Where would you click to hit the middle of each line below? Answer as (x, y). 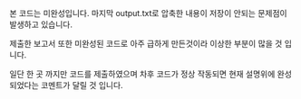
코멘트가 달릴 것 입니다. (82, 85)
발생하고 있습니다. (41, 24)
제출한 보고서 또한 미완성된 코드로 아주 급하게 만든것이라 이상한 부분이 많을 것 (146, 44)
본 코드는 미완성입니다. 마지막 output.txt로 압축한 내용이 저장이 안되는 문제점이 (148, 13)
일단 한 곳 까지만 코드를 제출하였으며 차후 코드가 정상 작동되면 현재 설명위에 (142, 74)
